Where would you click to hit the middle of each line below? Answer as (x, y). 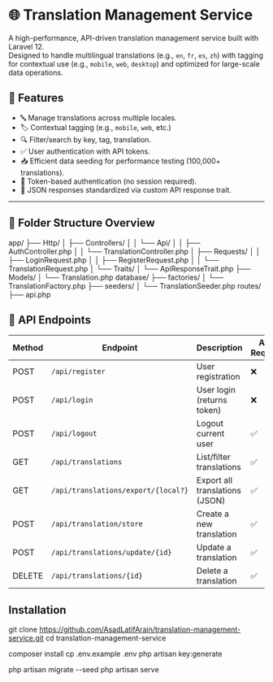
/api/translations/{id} (97, 576)
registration (218, 377)
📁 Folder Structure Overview (82, 223)
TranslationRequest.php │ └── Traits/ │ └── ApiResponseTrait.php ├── (130, 268)
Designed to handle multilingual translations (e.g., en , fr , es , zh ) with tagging (136, 55)
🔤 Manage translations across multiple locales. (98, 117)
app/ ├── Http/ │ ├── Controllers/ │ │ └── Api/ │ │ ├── (104, 242)
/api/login (72, 400)
